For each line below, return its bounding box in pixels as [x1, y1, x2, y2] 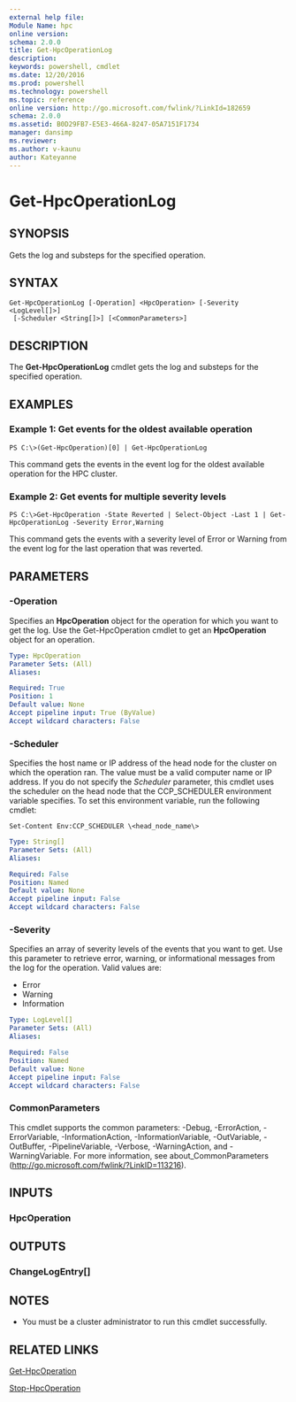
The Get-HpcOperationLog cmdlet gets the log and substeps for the [9, 362, 259, 373]
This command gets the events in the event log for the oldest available [9, 458, 265, 469]
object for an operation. [9, 634, 95, 644]
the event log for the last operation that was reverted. [9, 543, 203, 554]
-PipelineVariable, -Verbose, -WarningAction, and [48, 1141, 228, 1152]
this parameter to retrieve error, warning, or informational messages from [9, 953, 276, 964]
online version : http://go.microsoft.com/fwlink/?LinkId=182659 [9, 104, 251, 112]
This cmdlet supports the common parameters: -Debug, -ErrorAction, [9, 1121, 262, 1133]
